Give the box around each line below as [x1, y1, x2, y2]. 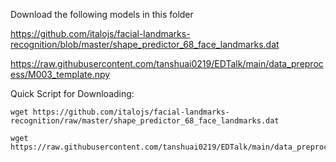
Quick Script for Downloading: [10, 88, 135, 99]
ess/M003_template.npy [10, 69, 111, 80]
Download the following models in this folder [10, 9, 194, 20]
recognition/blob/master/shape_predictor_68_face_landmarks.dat [10, 39, 280, 50]
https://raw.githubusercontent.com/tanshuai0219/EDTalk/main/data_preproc [10, 58, 324, 69]
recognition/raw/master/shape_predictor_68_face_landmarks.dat [10, 116, 280, 126]
